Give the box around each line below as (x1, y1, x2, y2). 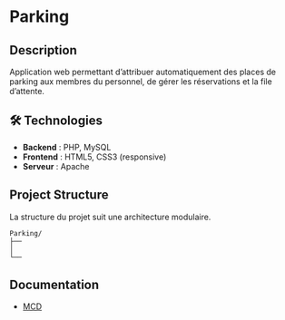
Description (9, 43, 77, 58)
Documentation (9, 277, 100, 293)
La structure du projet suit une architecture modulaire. (9, 211, 211, 222)
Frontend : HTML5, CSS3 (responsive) (22, 151, 167, 162)
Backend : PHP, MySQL (22, 141, 112, 152)
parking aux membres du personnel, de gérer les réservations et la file (9, 76, 272, 87)
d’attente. (9, 86, 45, 96)
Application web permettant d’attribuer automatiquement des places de (9, 66, 277, 77)
